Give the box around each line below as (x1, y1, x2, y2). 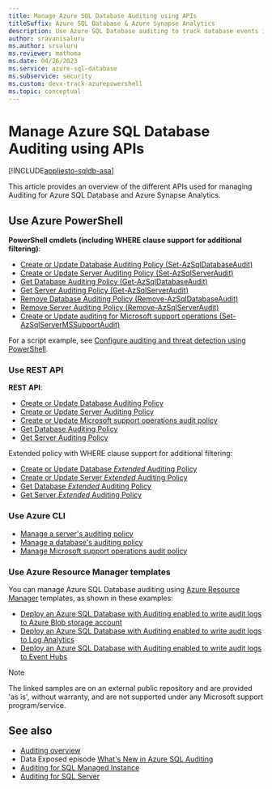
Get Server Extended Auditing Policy (19, 490, 142, 500)
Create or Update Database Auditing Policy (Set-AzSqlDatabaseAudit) (19, 260, 253, 270)
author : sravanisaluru (8, 34, 85, 43)
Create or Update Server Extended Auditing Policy (19, 473, 188, 483)
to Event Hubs (19, 652, 68, 662)
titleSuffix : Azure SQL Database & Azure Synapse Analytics (8, 19, 216, 28)
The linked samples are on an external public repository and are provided (8, 684, 253, 693)
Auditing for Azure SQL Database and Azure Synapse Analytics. (8, 190, 221, 200)
